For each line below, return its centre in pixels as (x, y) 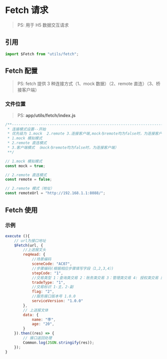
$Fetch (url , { (29, 245)
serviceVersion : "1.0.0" (57, 301)
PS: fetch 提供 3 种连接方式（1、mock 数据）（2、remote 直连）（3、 (87, 84)
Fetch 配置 (22, 71)
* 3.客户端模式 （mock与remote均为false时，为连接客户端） (63, 148)
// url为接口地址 (30, 241)
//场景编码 (41, 259)
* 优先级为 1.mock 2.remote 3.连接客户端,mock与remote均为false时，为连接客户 (85, 134)
